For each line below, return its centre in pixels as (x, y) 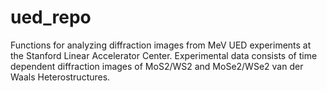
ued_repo (51, 17)
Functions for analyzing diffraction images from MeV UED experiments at (161, 45)
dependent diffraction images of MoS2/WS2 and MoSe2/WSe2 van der (157, 66)
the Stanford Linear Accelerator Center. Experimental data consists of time (164, 55)
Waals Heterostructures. (60, 77)
